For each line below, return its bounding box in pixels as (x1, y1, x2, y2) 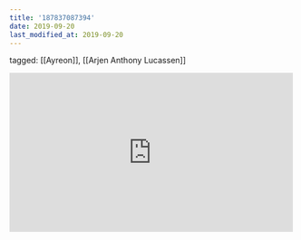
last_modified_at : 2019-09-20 (9, 30, 124, 39)
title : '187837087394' (9, 13, 95, 23)
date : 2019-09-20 (9, 22, 75, 31)
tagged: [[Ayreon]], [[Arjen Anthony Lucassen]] (9, 55, 187, 66)
